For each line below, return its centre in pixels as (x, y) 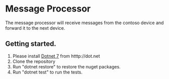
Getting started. (31, 44)
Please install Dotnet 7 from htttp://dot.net (56, 56)
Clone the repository (34, 61)
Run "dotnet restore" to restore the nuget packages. (67, 66)
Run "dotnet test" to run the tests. (47, 72)
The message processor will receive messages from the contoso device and (84, 23)
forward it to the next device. (35, 28)
